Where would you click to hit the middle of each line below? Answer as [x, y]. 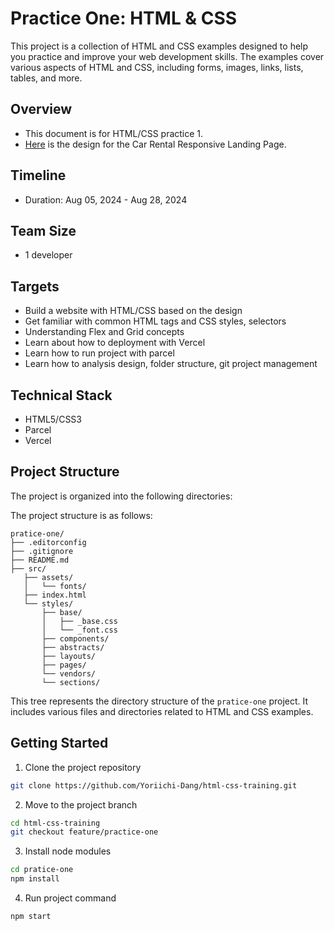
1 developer [48, 255]
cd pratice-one [42, 870]
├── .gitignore [42, 551]
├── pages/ [64, 665]
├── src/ [28, 568]
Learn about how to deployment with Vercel [115, 343]
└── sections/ [71, 682]
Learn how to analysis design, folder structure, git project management [171, 364]
